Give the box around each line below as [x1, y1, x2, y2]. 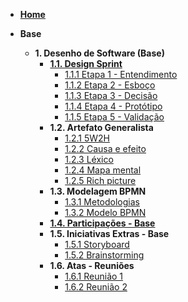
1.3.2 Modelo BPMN [64, 207, 147, 218]
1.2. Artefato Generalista [49, 122, 154, 133]
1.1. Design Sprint [49, 58, 123, 69]
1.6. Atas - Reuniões [49, 260, 135, 271]
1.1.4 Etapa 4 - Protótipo [64, 100, 163, 112]
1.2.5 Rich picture [64, 175, 137, 186]
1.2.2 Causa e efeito [64, 143, 147, 154]
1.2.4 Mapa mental [64, 164, 142, 176]
